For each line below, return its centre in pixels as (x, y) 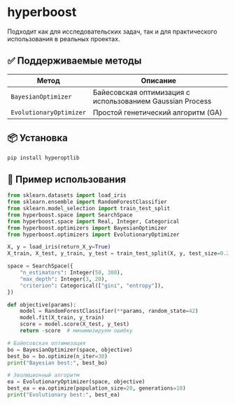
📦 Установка (37, 138)
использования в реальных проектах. (64, 38)
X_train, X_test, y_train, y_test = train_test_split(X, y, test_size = (114, 253)
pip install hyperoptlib (43, 158)
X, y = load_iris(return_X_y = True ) (59, 247)
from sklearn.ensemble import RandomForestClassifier (87, 202)
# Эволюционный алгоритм (43, 375)
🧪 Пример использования (67, 179)
